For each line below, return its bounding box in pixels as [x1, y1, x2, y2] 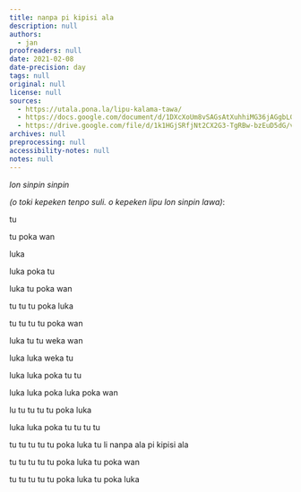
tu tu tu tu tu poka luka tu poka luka [9, 473, 141, 484]
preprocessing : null [9, 138, 87, 147]
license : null [9, 88, 63, 97]
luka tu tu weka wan [9, 335, 83, 345]
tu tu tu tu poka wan [9, 318, 83, 328]
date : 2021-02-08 [9, 55, 74, 64]
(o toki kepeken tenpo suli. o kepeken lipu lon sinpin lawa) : [9, 196, 226, 207]
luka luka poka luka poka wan [9, 386, 118, 398]
